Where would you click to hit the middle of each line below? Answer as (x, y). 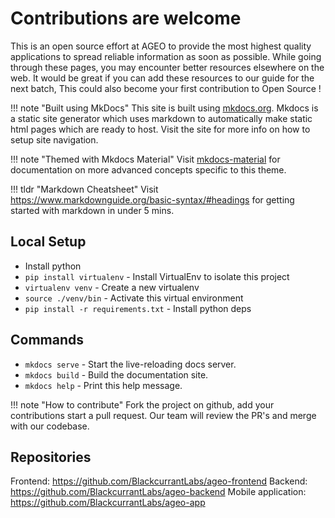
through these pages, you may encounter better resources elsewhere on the (167, 67)
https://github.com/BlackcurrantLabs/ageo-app (108, 503)
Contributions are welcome (126, 18)
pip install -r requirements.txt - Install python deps (138, 308)
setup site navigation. (54, 139)
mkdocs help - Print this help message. (103, 385)
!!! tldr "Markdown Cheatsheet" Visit (84, 189)
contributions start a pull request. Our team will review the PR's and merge (163, 415)
